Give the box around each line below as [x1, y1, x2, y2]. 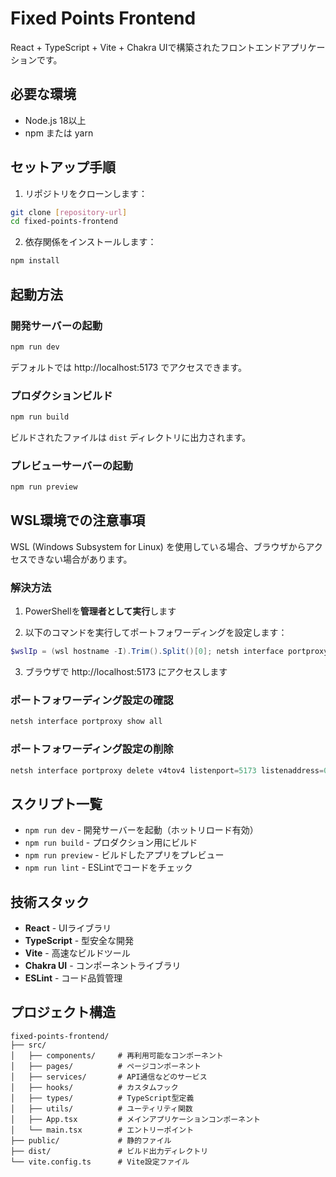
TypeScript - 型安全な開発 [24, 935, 135, 947]
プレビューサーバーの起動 [10, 458, 133, 472]
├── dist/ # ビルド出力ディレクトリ [10, 1146, 209, 1156]
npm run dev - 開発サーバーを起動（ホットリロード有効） [24, 824, 259, 836]
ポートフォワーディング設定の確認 [10, 693, 174, 707]
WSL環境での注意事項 [10, 512, 146, 529]
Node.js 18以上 [24, 114, 87, 126]
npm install [10, 256, 60, 266]
